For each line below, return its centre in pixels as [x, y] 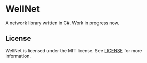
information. [18, 56]
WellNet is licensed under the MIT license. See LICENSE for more [74, 50]
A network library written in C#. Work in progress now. [63, 23]
